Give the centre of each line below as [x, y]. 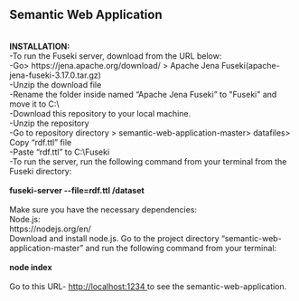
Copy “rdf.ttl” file [41, 142]
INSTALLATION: [40, 46]
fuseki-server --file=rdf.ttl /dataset [77, 190]
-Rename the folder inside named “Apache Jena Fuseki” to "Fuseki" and [143, 94]
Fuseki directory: [41, 171]
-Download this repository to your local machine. [100, 113]
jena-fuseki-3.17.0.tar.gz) [56, 75]
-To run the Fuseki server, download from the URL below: [116, 56]
